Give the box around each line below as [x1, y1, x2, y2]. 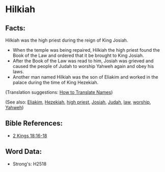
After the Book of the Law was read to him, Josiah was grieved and [12, 58, 154, 64]
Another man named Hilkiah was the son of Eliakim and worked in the [12, 74, 158, 80]
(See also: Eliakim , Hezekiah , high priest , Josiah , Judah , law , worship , [5, 99, 151, 105]
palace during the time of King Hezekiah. [12, 80, 99, 85]
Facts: [5, 24, 25, 32]
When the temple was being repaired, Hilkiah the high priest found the [12, 47, 160, 53]
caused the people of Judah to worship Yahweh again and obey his [12, 63, 154, 69]
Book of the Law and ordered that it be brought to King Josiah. [12, 52, 144, 58]
